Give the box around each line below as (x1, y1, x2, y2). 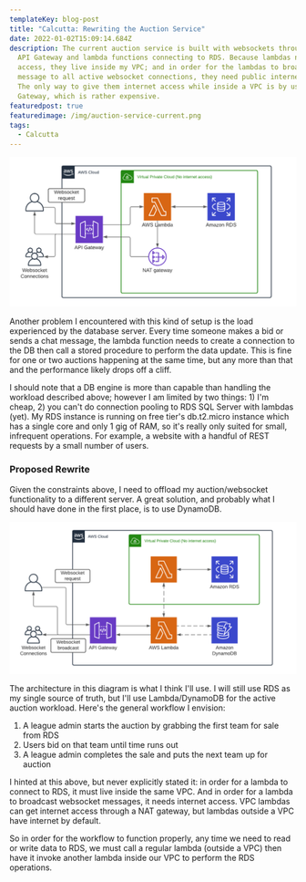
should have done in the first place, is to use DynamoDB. (9, 503, 222, 514)
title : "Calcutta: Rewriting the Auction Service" (9, 24, 206, 34)
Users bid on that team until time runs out (22, 739, 179, 750)
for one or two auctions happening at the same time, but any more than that (9, 355, 293, 366)
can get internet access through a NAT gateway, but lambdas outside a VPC (9, 805, 294, 816)
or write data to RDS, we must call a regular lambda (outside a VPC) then (9, 842, 282, 853)
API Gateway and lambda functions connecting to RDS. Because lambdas (17, 53, 291, 63)
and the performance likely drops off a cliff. (9, 365, 172, 376)
